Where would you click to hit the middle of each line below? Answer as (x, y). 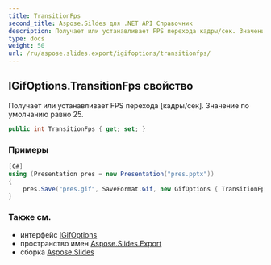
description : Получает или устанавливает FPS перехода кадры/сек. (122, 31)
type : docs (27, 38)
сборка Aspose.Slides (57, 252)
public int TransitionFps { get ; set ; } (77, 129)
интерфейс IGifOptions (58, 234)
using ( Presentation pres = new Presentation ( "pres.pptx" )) (112, 174)
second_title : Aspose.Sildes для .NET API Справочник (101, 23)
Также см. (30, 217)
